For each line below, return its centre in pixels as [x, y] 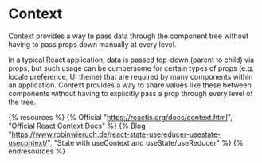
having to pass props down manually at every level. [92, 44]
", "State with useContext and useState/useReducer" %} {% [145, 142]
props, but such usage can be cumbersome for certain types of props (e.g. [131, 68]
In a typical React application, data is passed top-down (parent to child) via [131, 60]
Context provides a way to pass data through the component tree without [129, 36]
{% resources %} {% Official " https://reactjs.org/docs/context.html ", [120, 117]
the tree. [22, 102]
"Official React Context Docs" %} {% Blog [77, 126]
